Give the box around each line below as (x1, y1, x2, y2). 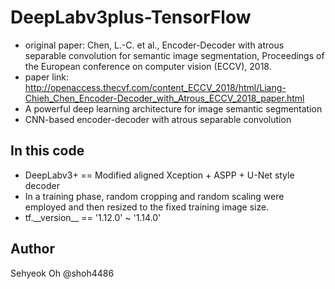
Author (10, 241, 55, 258)
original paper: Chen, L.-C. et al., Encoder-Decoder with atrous (24, 39, 285, 51)
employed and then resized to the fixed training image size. (24, 201, 270, 213)
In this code (10, 142, 85, 160)
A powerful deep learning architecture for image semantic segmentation (24, 102, 323, 115)
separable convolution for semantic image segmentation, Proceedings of (24, 49, 325, 61)
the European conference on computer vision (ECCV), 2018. (24, 60, 272, 72)
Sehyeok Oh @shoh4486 (10, 267, 115, 279)
